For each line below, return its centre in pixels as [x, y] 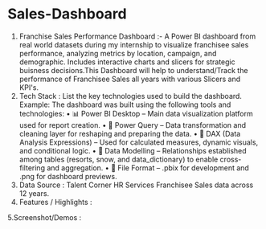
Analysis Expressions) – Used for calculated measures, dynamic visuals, [139, 142]
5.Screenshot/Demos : [45, 217]
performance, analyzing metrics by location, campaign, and [118, 53]
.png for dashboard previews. [68, 176]
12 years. [34, 193]
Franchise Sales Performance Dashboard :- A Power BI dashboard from [137, 36]
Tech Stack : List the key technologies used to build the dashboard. [131, 96]
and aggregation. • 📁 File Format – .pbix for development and [148, 168]
